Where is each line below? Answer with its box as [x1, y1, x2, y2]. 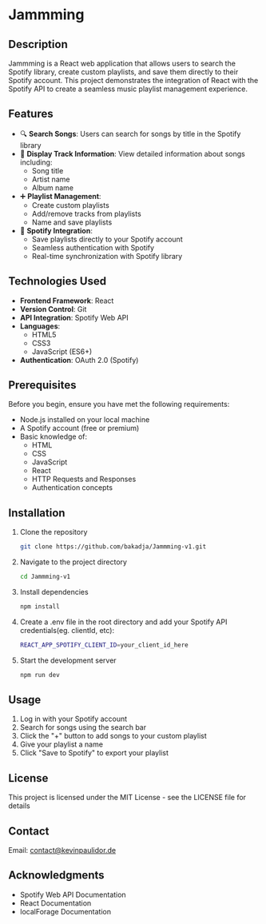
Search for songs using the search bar [19, 723, 146, 732]
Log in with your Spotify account [19, 714, 128, 724]
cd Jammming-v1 [19, 573, 71, 581]
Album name [31, 182, 74, 193]
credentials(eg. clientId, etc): [19, 625, 114, 635]
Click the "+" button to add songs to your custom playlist [19, 731, 208, 741]
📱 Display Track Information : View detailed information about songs [19, 149, 245, 158]
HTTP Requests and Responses [31, 474, 137, 484]
